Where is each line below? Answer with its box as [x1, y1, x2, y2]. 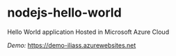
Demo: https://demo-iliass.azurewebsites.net [7, 41, 136, 49]
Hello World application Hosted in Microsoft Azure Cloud [7, 28, 169, 36]
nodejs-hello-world [7, 5, 122, 21]
